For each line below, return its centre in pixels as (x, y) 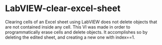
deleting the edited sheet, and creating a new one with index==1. (70, 37)
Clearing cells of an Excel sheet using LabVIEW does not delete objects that (81, 22)
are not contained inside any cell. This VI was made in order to (68, 27)
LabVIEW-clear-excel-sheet (63, 8)
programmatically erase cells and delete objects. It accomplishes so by (76, 32)
